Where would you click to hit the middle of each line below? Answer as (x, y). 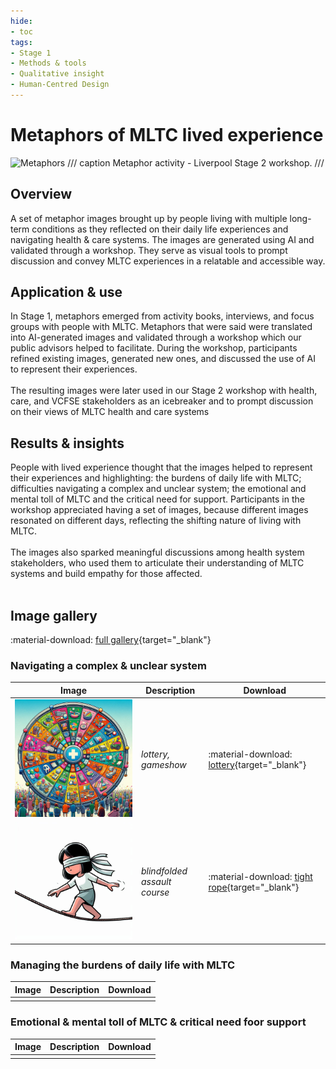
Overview (41, 194)
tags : (21, 42)
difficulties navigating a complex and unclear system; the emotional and (158, 489)
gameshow (164, 764)
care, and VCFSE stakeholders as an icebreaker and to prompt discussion (162, 401)
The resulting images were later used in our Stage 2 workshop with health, (164, 391)
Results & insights (67, 443)
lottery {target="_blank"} (257, 764)
